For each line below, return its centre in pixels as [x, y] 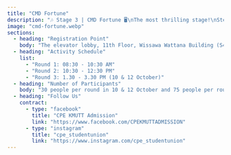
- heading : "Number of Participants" [67, 84]
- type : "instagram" [55, 128]
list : [27, 58]
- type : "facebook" [53, 109]
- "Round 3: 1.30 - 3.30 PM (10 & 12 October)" [95, 77]
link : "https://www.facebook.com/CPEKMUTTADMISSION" [109, 122]
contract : [34, 103]
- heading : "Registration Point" [61, 39]
